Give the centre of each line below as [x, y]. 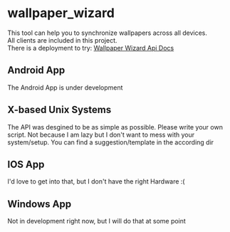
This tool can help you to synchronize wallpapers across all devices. [108, 33]
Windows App [40, 204]
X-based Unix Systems [59, 110]
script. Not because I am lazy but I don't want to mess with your [101, 135]
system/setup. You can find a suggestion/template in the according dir [111, 142]
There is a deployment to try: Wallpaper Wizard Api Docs [91, 48]
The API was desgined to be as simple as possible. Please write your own [115, 127]
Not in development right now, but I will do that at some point [97, 221]
